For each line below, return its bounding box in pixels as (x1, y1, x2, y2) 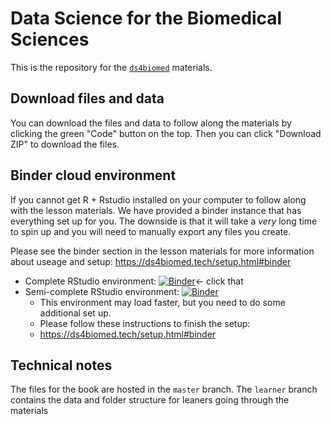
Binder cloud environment (10, 167, 177, 184)
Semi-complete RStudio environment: (24, 285, 180, 297)
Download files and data (10, 90, 165, 107)
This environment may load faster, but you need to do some (39, 296, 286, 308)
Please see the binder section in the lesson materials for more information (10, 245, 315, 257)
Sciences (10, 28, 90, 51)
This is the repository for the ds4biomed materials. (10, 61, 213, 73)
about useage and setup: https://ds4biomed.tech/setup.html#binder (10, 255, 292, 267)
